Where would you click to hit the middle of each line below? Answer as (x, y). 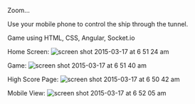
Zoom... (19, 10)
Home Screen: (28, 52)
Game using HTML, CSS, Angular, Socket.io (71, 38)
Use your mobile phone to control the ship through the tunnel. (98, 24)
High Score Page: (33, 79)
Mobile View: (26, 93)
